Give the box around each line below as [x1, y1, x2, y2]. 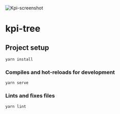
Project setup [5, 43, 50, 52]
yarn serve [5, 80, 29, 86]
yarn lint [5, 104, 27, 109]
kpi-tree [5, 23, 41, 34]
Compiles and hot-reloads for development [5, 68, 115, 75]
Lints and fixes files [5, 92, 55, 100]
